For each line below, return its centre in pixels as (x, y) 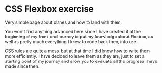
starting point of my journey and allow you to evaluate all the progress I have (81, 61)
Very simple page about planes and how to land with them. (64, 22)
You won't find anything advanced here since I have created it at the (73, 31)
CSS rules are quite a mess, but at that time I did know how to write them (77, 51)
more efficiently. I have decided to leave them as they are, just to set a (75, 56)
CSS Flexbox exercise (50, 9)
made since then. (22, 66)
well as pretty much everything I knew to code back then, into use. (71, 41)
